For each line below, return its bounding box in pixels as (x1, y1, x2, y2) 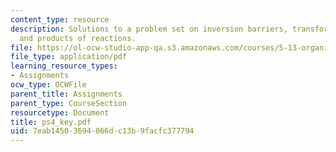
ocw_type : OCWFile (10, 80, 87, 90)
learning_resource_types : (10, 61, 118, 71)
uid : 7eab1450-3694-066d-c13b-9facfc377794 (10, 126, 195, 136)
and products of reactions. (19, 33, 137, 43)
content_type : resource (10, 14, 110, 25)
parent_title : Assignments (10, 89, 123, 99)
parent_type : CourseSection (10, 98, 128, 108)
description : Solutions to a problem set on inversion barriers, (10, 24, 288, 34)
